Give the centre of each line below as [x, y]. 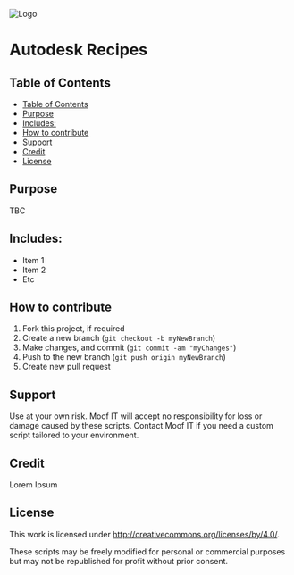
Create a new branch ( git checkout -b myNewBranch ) [119, 338]
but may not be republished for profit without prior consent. [119, 561]
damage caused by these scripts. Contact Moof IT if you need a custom [142, 426]
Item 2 [34, 270]
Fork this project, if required [73, 329]
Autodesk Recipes [79, 50]
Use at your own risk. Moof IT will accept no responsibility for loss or [136, 416]
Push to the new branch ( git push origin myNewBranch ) [124, 357]
